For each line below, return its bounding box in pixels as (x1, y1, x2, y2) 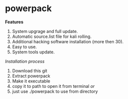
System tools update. (12, 49, 55, 55)
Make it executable (12, 78, 50, 84)
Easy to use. (12, 44, 37, 49)
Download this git (12, 67, 48, 73)
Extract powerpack (12, 73, 51, 79)
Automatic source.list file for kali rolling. (12, 33, 91, 39)
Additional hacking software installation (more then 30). (12, 38, 124, 44)
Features (5, 19, 23, 25)
